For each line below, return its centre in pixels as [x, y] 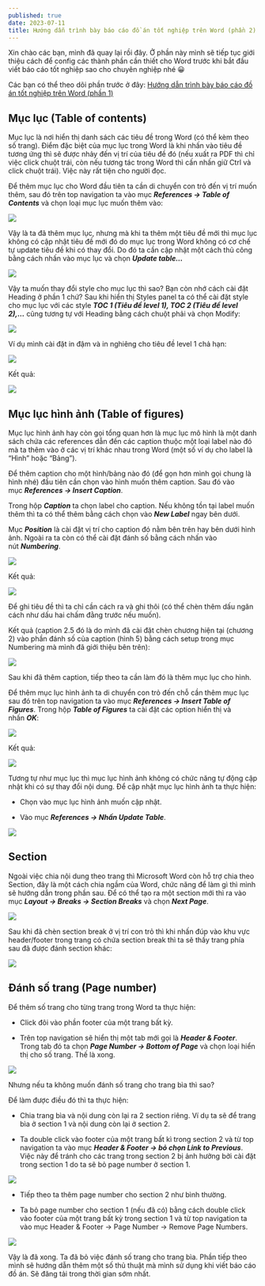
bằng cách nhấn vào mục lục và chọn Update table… [96, 259]
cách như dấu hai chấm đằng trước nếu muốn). [85, 615]
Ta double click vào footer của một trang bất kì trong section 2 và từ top [137, 1139]
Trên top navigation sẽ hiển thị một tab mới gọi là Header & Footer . [129, 1038]
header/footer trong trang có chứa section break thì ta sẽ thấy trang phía [127, 939]
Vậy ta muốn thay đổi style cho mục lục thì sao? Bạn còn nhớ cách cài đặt [129, 289]
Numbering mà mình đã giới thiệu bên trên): [79, 647]
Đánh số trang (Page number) [83, 988]
